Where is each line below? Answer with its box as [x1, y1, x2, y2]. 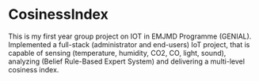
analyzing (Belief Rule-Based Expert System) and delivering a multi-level [8, 57, 246, 66]
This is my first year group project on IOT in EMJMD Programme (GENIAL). [8, 31, 252, 41]
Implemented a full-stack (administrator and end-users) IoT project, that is [8, 39, 250, 49]
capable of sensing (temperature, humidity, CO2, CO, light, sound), [8, 48, 227, 57]
